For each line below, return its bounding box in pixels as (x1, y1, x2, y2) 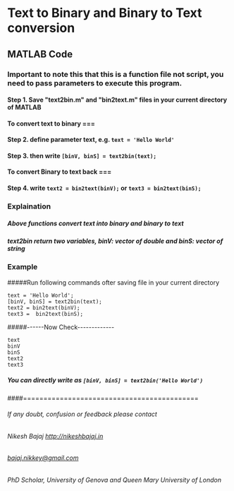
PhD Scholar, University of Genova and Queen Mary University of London (7, 475, 222, 485)
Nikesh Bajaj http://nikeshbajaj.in (7, 432, 104, 440)
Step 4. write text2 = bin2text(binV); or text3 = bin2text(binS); (7, 184, 202, 192)
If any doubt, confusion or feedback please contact (7, 410, 157, 418)
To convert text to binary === (7, 119, 95, 128)
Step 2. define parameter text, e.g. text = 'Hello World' (7, 136, 175, 144)
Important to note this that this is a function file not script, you (7, 69, 224, 79)
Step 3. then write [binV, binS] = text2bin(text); (7, 151, 157, 160)
